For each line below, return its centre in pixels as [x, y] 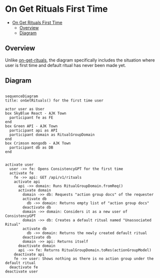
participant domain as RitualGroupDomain [52, 135]
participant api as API [33, 130]
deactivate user [21, 271]
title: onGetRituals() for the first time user [54, 100]
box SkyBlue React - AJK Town [36, 113]
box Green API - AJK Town [31, 126]
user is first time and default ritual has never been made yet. [66, 65]
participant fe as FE [31, 118]
